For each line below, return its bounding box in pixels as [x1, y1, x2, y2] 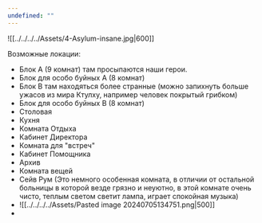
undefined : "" [7, 11, 55, 20]
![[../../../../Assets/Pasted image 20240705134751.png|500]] [18, 200, 216, 209]
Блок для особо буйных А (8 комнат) [18, 72, 145, 82]
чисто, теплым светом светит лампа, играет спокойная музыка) [18, 191, 239, 201]
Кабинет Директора [18, 132, 88, 142]
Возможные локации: [7, 49, 81, 58]
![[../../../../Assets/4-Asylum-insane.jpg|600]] [7, 33, 155, 43]
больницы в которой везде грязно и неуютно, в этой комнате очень [18, 182, 252, 192]
